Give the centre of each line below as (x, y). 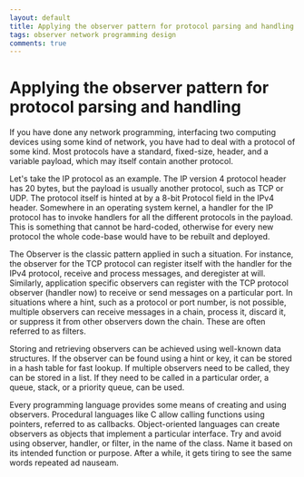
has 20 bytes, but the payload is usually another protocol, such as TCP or (147, 189)
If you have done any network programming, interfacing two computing (143, 132)
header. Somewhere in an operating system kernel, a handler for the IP (142, 208)
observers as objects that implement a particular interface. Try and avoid (146, 434)
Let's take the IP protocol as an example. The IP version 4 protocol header (148, 179)
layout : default (40, 18)
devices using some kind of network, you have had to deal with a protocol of (152, 142)
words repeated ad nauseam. (64, 462)
